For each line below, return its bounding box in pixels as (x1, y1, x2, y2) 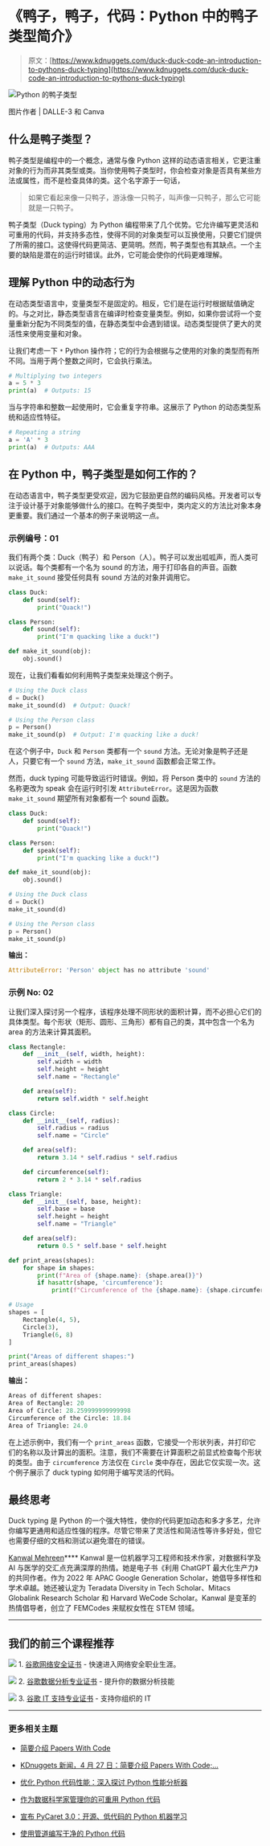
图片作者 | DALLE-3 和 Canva (8, 106, 104, 117)
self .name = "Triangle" (37, 1220, 117, 1228)
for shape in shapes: (22, 1263, 95, 1272)
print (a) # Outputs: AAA (8, 443, 95, 451)
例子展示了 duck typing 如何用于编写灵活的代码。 (14, 1467, 178, 1477)
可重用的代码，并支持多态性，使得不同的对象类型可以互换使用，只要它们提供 (8, 230, 262, 239)
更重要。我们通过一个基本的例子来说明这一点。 (8, 510, 163, 520)
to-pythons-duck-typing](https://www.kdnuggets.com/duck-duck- (27, 64, 249, 74)
